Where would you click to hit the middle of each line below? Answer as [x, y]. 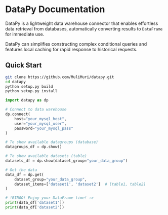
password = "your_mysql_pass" [44, 128]
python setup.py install [31, 91]
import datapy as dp [27, 100]
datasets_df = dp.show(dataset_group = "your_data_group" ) [67, 161]
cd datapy [16, 82]
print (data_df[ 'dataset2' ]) [35, 207]
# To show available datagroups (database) [52, 142]
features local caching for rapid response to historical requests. [71, 49]
